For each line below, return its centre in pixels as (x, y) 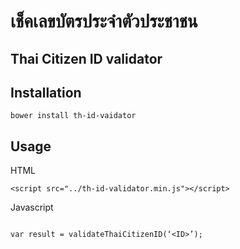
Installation (46, 92)
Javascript (32, 207)
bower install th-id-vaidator (73, 116)
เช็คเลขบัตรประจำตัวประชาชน (104, 21)
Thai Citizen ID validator (86, 58)
